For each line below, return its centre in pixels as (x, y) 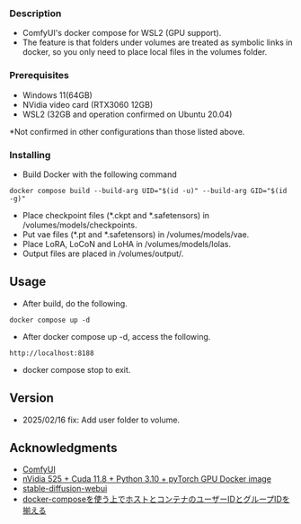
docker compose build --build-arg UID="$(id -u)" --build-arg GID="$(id (148, 191)
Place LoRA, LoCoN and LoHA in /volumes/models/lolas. (127, 244)
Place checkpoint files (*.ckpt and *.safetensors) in (115, 215)
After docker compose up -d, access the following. (116, 336)
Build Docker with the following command (99, 174)
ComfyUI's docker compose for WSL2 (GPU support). (122, 33)
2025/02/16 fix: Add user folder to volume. (101, 420)
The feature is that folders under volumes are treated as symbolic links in (157, 42)
